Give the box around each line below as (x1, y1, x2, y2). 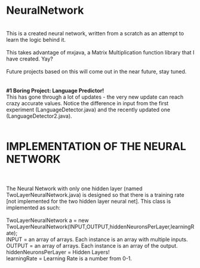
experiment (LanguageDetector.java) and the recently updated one (6, 106, 171, 113)
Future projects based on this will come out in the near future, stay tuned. (6, 68, 187, 75)
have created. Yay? (6, 55, 54, 62)
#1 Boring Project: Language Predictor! (6, 87, 104, 94)
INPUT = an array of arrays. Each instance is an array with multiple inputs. (6, 236, 188, 243)
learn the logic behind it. (6, 36, 66, 43)
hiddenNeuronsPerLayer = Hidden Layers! (6, 248, 110, 255)
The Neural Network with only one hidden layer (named (6, 185, 143, 192)
